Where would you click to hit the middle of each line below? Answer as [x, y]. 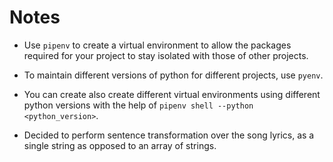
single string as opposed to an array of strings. [120, 145]
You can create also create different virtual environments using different [172, 94]
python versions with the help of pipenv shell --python [138, 105]
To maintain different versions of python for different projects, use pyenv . [173, 75]
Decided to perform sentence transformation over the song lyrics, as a [169, 135]
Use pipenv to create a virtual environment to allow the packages [157, 45]
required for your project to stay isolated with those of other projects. [166, 55]
